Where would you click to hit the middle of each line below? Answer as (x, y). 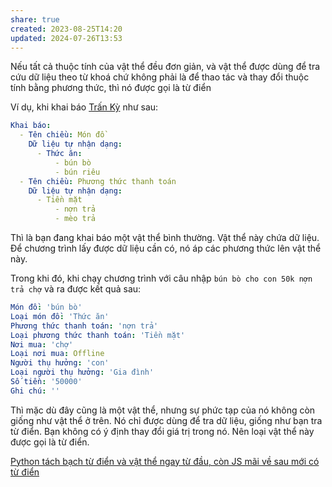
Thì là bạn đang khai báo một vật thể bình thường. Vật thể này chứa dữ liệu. (165, 237)
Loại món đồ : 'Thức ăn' (60, 316)
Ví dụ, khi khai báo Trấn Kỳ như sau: (84, 107)
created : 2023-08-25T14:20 (66, 29)
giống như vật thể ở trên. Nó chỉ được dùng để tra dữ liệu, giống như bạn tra (166, 420)
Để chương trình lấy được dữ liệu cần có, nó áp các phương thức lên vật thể (166, 248)
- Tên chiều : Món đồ (62, 135)
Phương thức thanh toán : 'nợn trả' (84, 326)
